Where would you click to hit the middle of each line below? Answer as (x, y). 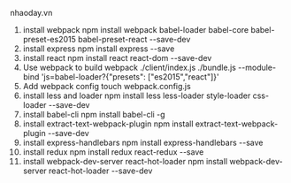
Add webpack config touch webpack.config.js (107, 86)
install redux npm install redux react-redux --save (113, 152)
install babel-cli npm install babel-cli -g (94, 114)
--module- (257, 67)
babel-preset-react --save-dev (134, 39)
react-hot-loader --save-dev (100, 171)
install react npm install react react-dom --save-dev (117, 58)
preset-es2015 (49, 39)
